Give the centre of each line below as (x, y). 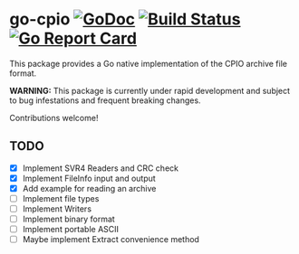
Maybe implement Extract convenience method (111, 240)
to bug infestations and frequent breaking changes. (105, 100)
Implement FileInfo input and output (89, 178)
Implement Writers (57, 209)
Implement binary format (68, 219)
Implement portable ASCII (71, 230)
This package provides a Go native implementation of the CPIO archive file (149, 63)
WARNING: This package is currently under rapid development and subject (150, 90)
